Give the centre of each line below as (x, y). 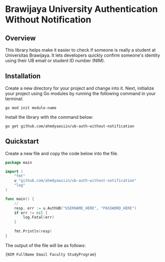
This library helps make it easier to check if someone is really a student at (81, 50)
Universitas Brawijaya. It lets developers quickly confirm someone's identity (83, 55)
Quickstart (22, 141)
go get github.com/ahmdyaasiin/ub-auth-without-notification (70, 126)
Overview (21, 38)
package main (19, 163)
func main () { (20, 199)
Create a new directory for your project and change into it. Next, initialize (80, 88)
